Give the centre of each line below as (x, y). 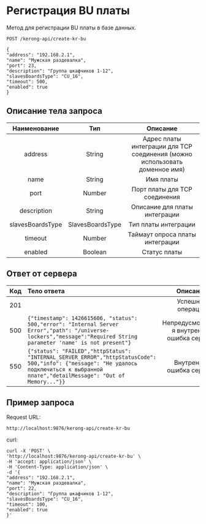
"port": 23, (21, 65)
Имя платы (162, 179)
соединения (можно (162, 154)
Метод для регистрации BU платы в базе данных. (71, 28)
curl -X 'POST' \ (29, 451)
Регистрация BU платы (68, 11)
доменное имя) (162, 169)
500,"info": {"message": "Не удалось (82, 363)
